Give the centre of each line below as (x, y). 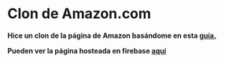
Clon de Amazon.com (79, 14)
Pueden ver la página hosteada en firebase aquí (87, 50)
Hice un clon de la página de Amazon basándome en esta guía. (112, 35)
